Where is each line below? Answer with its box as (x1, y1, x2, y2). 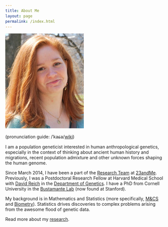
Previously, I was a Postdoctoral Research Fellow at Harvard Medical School (5, 175, 163, 181)
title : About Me (5, 8, 39, 13)
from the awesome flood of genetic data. (5, 206, 90, 212)
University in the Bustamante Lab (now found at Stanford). (5, 186, 126, 192)
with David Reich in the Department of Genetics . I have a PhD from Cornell (5, 180, 160, 187)
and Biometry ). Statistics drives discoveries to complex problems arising (5, 201, 156, 207)
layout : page (5, 13, 33, 19)
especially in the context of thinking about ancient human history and (5, 149, 149, 155)
